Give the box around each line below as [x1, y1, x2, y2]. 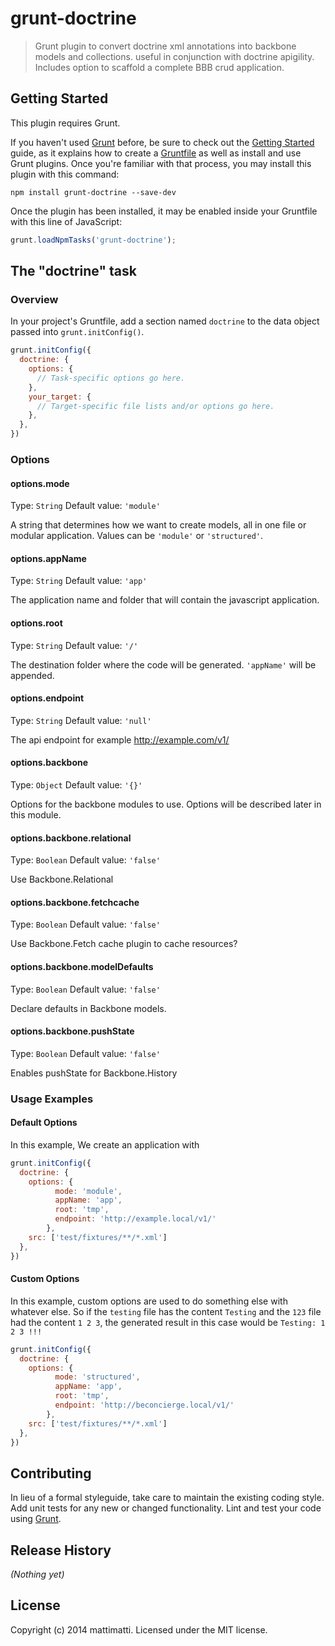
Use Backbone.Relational [10, 873, 114, 886]
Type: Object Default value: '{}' [10, 779, 143, 791]
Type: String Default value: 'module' [10, 500, 161, 512]
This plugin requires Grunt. [10, 117, 121, 129]
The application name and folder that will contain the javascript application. [10, 594, 320, 606]
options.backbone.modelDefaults [10, 961, 154, 972]
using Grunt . [10, 1513, 62, 1525]
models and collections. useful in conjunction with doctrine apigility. [34, 50, 315, 62]
